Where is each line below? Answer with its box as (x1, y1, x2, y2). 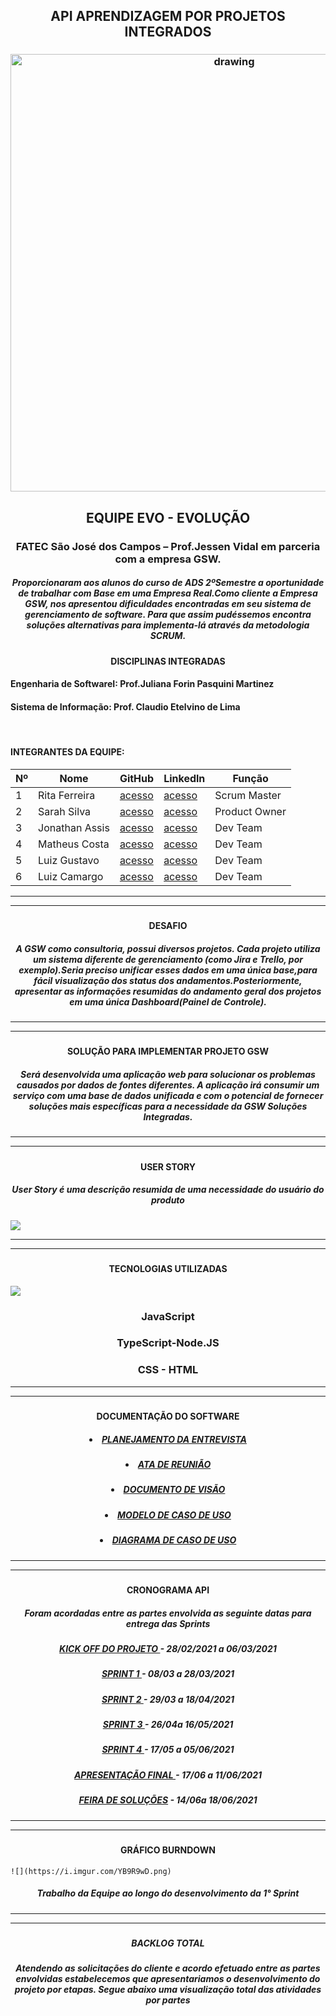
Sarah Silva (38, 804, 92, 818)
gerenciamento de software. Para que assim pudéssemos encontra (24, 609, 312, 621)
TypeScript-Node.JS (116, 1336, 220, 1350)
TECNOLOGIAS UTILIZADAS (108, 1263, 228, 1274)
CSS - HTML (137, 1363, 199, 1377)
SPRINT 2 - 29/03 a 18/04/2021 (101, 1693, 235, 1705)
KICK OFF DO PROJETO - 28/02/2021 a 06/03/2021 (59, 1642, 277, 1654)
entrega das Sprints (125, 1617, 211, 1629)
